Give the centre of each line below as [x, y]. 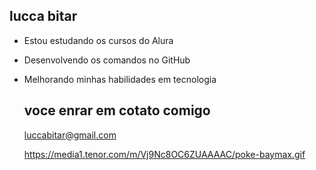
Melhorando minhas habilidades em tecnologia [120, 79]
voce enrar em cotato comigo [117, 110]
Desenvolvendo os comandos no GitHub [107, 60]
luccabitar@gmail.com [70, 135]
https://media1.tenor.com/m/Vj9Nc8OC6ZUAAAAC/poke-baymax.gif [164, 154]
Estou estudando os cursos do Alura [98, 40]
